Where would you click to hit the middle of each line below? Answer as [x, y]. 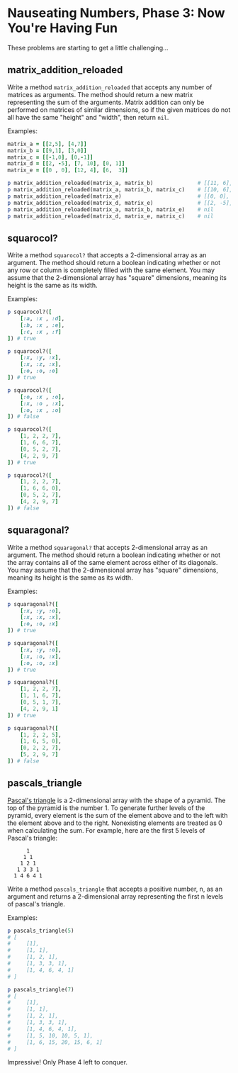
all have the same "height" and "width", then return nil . [88, 117]
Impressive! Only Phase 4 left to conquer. [68, 1062]
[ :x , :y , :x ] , [41, 358]
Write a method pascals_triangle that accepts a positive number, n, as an [115, 889]
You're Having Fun [63, 28]
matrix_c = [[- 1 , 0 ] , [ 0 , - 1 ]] [50, 157]
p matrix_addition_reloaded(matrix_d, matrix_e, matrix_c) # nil [110, 216]
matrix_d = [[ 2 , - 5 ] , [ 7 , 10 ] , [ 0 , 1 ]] [66, 164]
